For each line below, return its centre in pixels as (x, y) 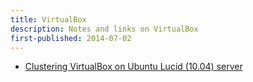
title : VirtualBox (48, 19)
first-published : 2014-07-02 (71, 38)
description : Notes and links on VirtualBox (104, 29)
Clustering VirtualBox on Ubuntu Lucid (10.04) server (133, 67)
